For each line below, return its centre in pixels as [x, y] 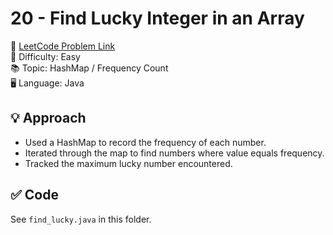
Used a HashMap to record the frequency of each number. [145, 142]
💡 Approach [48, 118]
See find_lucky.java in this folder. [81, 219]
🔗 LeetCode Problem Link [63, 46]
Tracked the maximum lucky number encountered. [128, 163]
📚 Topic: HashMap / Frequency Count [89, 68]
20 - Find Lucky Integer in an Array [157, 18]
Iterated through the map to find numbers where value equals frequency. [174, 153]
